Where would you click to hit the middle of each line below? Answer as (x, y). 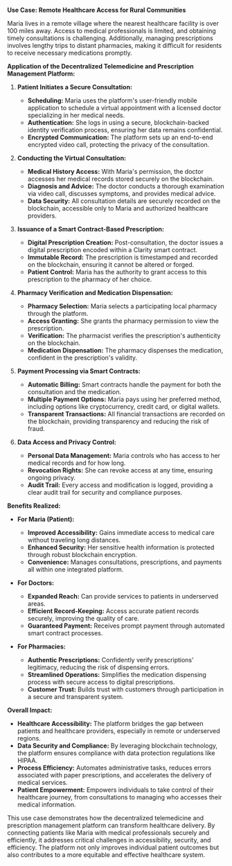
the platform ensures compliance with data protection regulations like (116, 753)
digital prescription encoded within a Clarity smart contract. (113, 250)
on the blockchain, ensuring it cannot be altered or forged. (111, 265)
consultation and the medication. (74, 392)
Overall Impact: (30, 710)
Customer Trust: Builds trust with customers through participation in (125, 689)
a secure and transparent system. (75, 697)
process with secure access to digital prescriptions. (101, 682)
